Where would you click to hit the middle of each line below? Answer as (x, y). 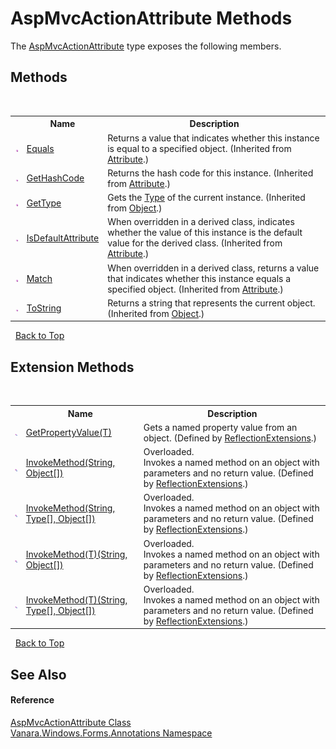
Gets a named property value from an (220, 427)
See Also (38, 674)
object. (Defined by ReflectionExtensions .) (230, 438)
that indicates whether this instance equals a (199, 278)
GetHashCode (55, 178)
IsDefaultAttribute (63, 238)
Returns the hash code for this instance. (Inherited (210, 173)
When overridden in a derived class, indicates (201, 222)
